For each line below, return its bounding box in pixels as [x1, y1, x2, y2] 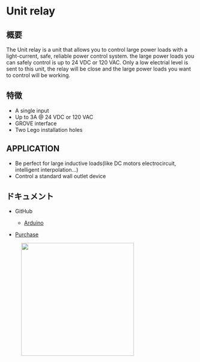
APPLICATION [6, 143, 60, 154]
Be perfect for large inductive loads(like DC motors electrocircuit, [14, 160, 177, 167]
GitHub [14, 208, 33, 215]
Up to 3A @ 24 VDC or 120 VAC [14, 113, 94, 120]
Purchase [14, 231, 39, 239]
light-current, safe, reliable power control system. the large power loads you [6, 52, 195, 60]
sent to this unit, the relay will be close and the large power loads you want [6, 65, 191, 72]
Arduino [23, 219, 44, 226]
